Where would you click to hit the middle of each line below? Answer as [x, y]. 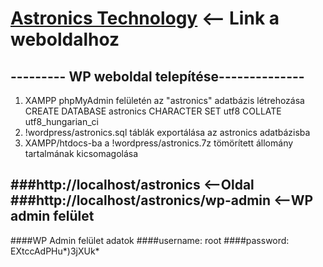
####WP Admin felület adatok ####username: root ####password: [150, 240]
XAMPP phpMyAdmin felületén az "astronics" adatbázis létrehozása [164, 100]
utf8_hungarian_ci [61, 121]
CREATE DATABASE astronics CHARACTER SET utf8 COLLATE [153, 111]
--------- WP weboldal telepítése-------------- [157, 76]
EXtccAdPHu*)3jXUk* [55, 251]
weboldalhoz [65, 39]
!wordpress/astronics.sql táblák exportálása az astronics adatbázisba [167, 132]
